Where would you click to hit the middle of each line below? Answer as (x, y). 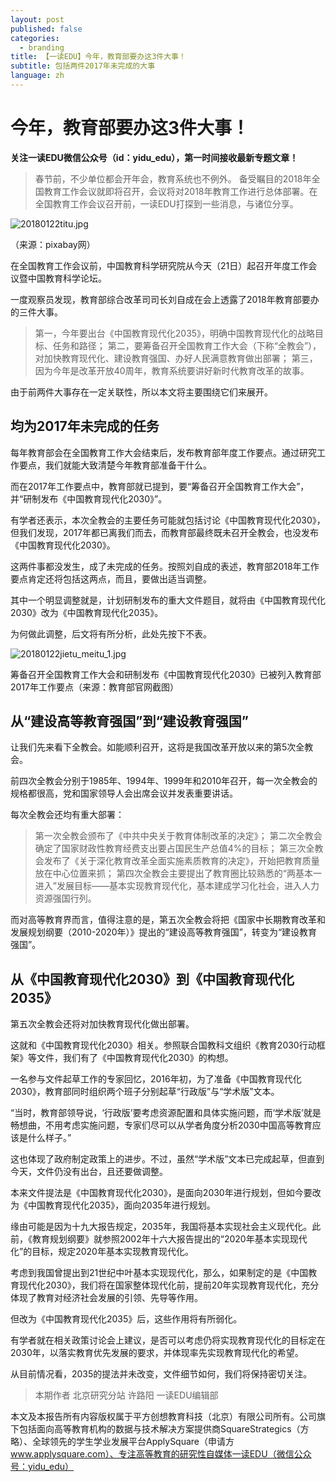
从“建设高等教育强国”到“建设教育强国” (130, 721)
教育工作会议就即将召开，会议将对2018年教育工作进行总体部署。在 (180, 191)
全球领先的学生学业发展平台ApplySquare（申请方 (133, 1442)
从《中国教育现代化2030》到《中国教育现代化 (152, 979)
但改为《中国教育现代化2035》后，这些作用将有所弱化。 (126, 1319)
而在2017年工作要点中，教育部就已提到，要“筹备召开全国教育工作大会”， (160, 486)
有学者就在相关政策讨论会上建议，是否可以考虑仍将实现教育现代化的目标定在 (168, 1340)
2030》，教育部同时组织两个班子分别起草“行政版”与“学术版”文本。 (145, 1092)
